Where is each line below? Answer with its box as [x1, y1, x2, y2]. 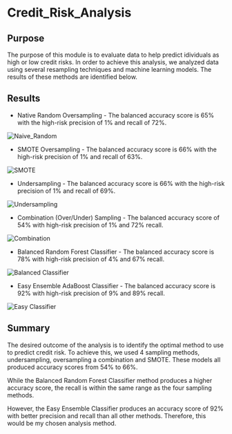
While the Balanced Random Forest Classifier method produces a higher [7, 376, 213, 384]
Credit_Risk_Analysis [7, 5, 132, 21]
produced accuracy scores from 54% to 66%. [7, 363, 138, 371]
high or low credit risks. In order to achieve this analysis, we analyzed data [7, 58, 219, 66]
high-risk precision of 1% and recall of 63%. [17, 152, 143, 160]
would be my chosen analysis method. [7, 419, 117, 427]
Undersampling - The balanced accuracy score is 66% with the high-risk [17, 179, 225, 187]
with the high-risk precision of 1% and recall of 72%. [17, 118, 167, 126]
